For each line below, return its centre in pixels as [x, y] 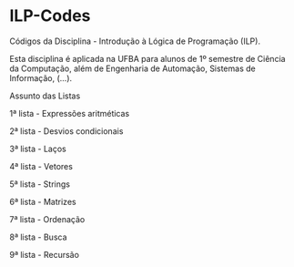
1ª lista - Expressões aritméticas [70, 113]
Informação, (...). [41, 77]
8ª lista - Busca [38, 237]
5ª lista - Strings [40, 184]
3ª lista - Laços [38, 149]
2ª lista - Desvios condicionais [66, 131]
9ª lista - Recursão [45, 254]
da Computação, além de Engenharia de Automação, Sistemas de [133, 68]
